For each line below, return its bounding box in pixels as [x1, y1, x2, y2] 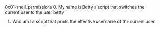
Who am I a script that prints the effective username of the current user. [12, 19, 156, 24]
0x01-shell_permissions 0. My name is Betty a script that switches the [5, 4, 144, 10]
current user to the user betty [5, 9, 64, 15]
